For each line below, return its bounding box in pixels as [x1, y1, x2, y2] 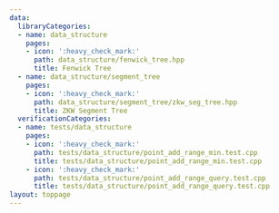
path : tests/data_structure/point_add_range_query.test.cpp [33, 173, 266, 182]
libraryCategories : [17, 22, 92, 31]
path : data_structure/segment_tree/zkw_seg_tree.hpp [33, 97, 238, 107]
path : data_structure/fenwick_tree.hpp [33, 55, 184, 64]
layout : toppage [9, 190, 71, 199]
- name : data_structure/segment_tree [17, 73, 161, 82]
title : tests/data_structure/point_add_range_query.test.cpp [33, 182, 271, 191]
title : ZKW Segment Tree [33, 106, 128, 115]
